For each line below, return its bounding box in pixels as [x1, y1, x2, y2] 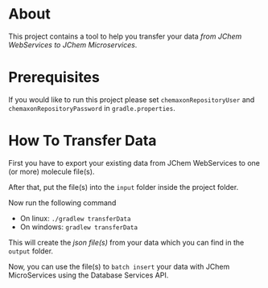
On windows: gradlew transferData [19, 222, 138, 232]
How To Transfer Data [8, 132, 157, 150]
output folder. [8, 246, 54, 256]
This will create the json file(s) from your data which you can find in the [8, 237, 245, 247]
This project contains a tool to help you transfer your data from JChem [8, 31, 242, 41]
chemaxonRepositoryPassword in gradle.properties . [8, 103, 175, 113]
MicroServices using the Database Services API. [8, 270, 169, 280]
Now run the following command [8, 198, 117, 208]
